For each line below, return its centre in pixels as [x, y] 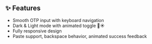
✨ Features [23, 8]
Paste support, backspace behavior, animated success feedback [80, 36]
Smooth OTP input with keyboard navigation [58, 20]
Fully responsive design [37, 31]
